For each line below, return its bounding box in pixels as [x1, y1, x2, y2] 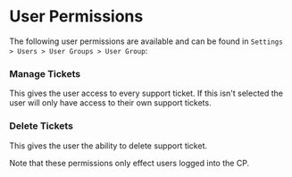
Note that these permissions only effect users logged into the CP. [9, 157, 250, 168]
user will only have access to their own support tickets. [9, 97, 212, 108]
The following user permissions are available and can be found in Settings [9, 36, 283, 46]
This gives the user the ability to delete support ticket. [9, 140, 208, 151]
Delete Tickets [9, 120, 74, 132]
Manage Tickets [9, 67, 81, 80]
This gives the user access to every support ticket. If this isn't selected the [9, 88, 284, 99]
